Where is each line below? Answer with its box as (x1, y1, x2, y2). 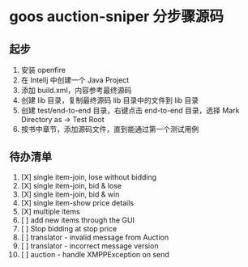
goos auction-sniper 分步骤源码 (9, 7, 224, 26)
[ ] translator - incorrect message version (20, 240, 159, 251)
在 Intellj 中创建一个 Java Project (20, 75, 130, 85)
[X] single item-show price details (20, 197, 135, 207)
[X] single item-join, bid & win (20, 189, 120, 199)
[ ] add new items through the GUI (20, 215, 135, 225)
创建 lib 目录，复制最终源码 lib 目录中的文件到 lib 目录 (20, 95, 199, 105)
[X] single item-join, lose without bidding (20, 172, 157, 182)
